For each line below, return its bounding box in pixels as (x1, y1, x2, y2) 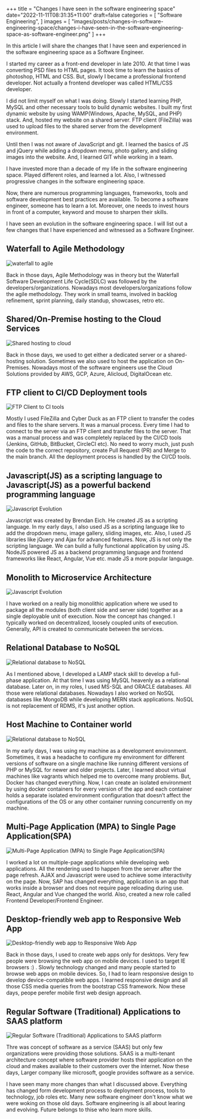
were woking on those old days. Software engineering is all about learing (6, 1100, 186, 1107)
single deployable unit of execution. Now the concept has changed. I (6, 613, 175, 620)
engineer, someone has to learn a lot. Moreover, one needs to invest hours (6, 202, 189, 209)
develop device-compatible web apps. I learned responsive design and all (6, 976, 188, 984)
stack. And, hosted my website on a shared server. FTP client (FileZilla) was (6, 116, 192, 123)
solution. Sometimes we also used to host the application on (26, 357, 174, 364)
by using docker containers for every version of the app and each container (6, 785, 192, 792)
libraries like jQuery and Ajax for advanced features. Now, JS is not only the (6, 536, 192, 543)
